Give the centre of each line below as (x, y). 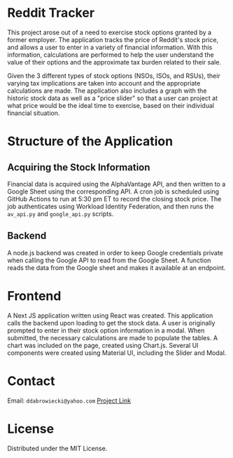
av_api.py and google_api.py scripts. (61, 214)
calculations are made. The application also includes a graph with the (107, 90)
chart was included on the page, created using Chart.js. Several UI (103, 345)
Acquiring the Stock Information (79, 167)
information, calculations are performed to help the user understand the (111, 55)
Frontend (34, 296)
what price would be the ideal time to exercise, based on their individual (111, 105)
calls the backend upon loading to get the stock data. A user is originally (111, 323)
